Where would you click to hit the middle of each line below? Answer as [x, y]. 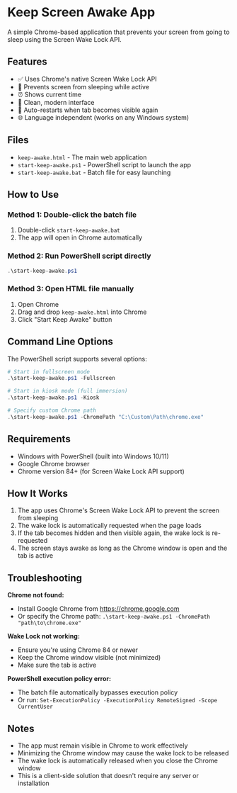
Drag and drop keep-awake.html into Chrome [82, 312]
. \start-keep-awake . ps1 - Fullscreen [61, 378]
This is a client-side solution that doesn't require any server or [108, 776]
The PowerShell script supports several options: [77, 359]
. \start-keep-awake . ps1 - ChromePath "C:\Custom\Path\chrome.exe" [105, 417]
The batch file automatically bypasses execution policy [98, 692]
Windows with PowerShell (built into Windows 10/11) [93, 456]
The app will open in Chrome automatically [80, 237]
